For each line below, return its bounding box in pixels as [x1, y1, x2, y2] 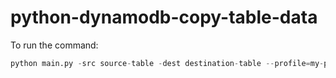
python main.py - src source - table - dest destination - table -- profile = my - [10, 58, 325, 68]
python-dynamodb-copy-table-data [10, 6, 318, 29]
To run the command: [10, 39, 99, 51]
